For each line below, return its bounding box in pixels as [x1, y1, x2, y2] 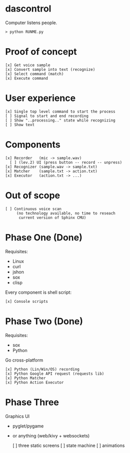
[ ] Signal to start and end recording [5, 114, 89, 119]
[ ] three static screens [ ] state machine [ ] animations [12, 442, 125, 448]
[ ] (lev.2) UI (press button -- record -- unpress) [10, 160, 122, 165]
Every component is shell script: [5, 289, 72, 295]
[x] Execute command [5, 76, 49, 81]
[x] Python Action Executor [5, 380, 64, 385]
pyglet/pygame [12, 423, 44, 429]
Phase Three [5, 396, 59, 408]
